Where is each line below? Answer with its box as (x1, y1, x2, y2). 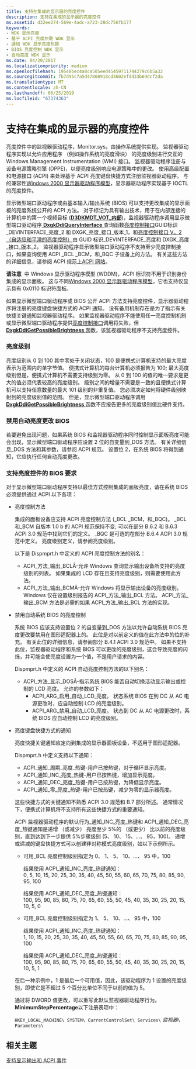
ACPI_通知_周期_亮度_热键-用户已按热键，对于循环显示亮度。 (23, 764, 170, 771)
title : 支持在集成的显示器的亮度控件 (6, 8, 86, 15)
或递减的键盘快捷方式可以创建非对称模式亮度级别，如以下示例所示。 (14, 840, 178, 847)
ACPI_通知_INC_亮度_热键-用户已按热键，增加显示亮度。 (23, 771, 158, 778)
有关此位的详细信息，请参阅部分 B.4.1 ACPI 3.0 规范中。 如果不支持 (26, 639, 187, 646)
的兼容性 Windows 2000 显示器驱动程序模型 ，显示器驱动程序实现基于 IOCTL (6, 180, 188, 187)
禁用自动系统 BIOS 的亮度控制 (14, 612, 86, 619)
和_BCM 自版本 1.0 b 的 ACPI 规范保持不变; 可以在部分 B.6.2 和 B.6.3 (14, 523, 178, 530)
